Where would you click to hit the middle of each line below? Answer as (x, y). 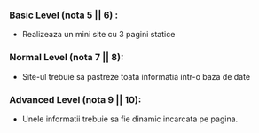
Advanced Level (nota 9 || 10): (75, 99)
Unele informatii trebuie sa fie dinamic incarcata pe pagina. (130, 119)
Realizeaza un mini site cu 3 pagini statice (98, 35)
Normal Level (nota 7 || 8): (67, 58)
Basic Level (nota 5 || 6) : (64, 15)
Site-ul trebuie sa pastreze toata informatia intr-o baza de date (136, 76)
